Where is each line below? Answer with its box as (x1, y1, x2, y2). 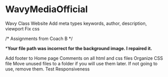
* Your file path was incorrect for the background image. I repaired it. (5, 45, 152, 51)
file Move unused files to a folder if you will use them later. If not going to (5, 60, 158, 66)
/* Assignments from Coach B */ (5, 35, 73, 42)
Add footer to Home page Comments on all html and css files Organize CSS (5, 55, 163, 61)
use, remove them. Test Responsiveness (5, 66, 90, 72)
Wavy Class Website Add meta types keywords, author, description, (5, 20, 147, 26)
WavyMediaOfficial (5, 4, 88, 15)
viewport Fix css (5, 25, 40, 31)
